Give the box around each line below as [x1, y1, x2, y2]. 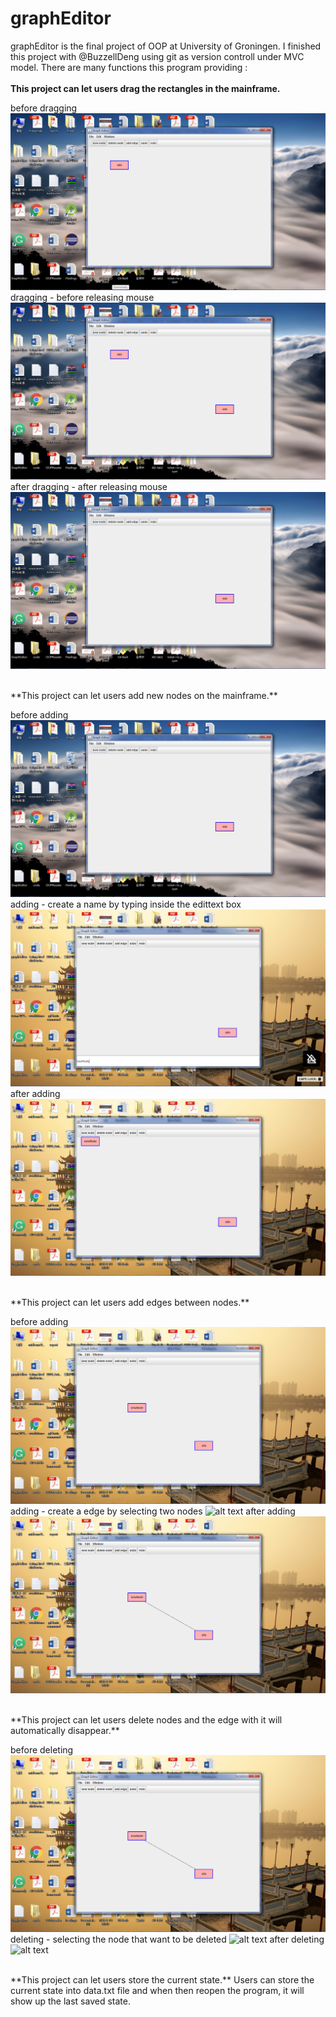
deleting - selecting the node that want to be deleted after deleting [10, 1933, 325, 1945]
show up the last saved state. [10, 1995, 131, 2007]
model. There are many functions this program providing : [10, 61, 248, 73]
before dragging [10, 102, 78, 114]
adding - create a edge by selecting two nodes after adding [10, 1505, 296, 1517]
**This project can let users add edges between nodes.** [10, 1296, 250, 1308]
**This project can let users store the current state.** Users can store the [10, 1973, 315, 1986]
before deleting [10, 1743, 74, 1756]
